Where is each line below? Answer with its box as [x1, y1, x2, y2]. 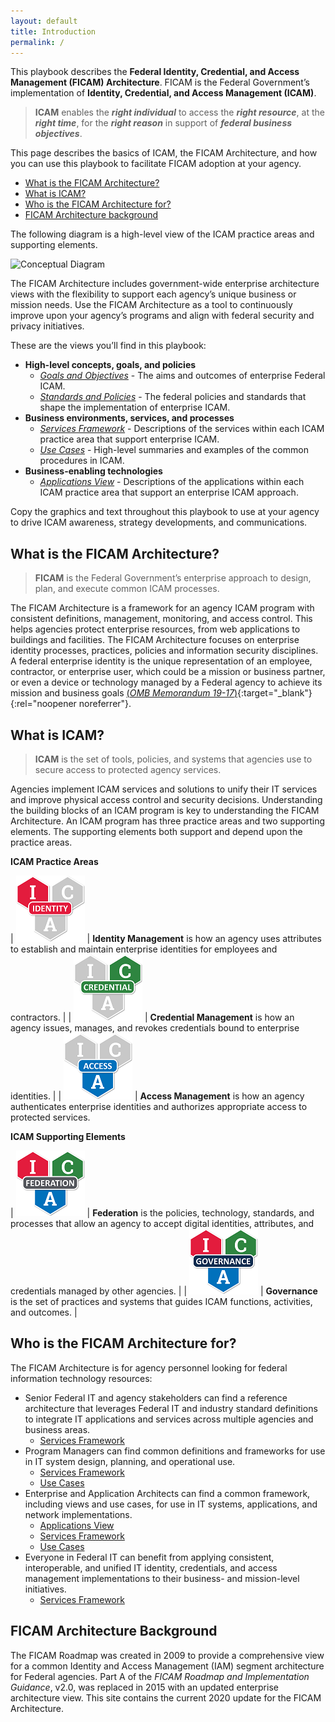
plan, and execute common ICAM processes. [34, 583, 220, 595]
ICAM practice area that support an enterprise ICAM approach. [39, 486, 299, 499]
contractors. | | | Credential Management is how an [10, 1011, 295, 1023]
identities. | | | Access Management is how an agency [10, 1090, 305, 1102]
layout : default [10, 16, 78, 26]
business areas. [24, 1423, 91, 1435]
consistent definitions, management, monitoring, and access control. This [10, 613, 313, 625]
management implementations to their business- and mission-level [24, 1572, 300, 1584]
